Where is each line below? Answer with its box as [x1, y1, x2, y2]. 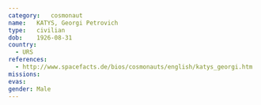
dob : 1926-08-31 [8, 33, 73, 42]
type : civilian [8, 26, 66, 34]
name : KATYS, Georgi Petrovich [8, 19, 119, 27]
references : [8, 56, 47, 64]
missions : [8, 70, 41, 78]
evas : [8, 77, 26, 85]
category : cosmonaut [8, 11, 83, 20]
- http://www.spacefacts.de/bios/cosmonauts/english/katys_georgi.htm [15, 63, 253, 71]
